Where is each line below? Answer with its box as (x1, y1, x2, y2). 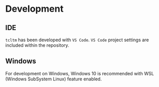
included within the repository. (5, 42, 70, 48)
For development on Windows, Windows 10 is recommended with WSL (5, 70, 154, 76)
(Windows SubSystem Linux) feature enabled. (5, 76, 102, 82)
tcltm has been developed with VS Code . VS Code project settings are (5, 37, 149, 43)
